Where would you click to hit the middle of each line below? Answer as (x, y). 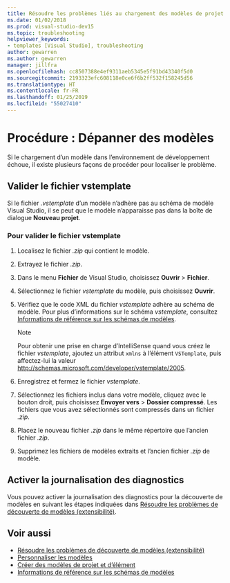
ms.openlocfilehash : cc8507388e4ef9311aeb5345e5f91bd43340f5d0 (100, 71)
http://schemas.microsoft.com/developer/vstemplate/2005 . (102, 368)
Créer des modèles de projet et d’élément (76, 564)
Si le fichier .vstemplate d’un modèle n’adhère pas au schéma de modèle (111, 203)
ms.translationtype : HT (41, 84)
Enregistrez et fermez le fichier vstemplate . (78, 381)
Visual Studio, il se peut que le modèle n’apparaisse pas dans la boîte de (110, 210)
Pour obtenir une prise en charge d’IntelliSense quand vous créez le (114, 346)
